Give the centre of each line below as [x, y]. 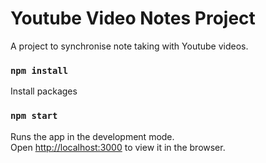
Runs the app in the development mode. [92, 136]
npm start [34, 116]
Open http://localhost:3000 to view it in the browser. [118, 147]
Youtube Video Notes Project [133, 18]
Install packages [44, 91]
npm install [39, 70]
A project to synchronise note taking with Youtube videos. [129, 46]
